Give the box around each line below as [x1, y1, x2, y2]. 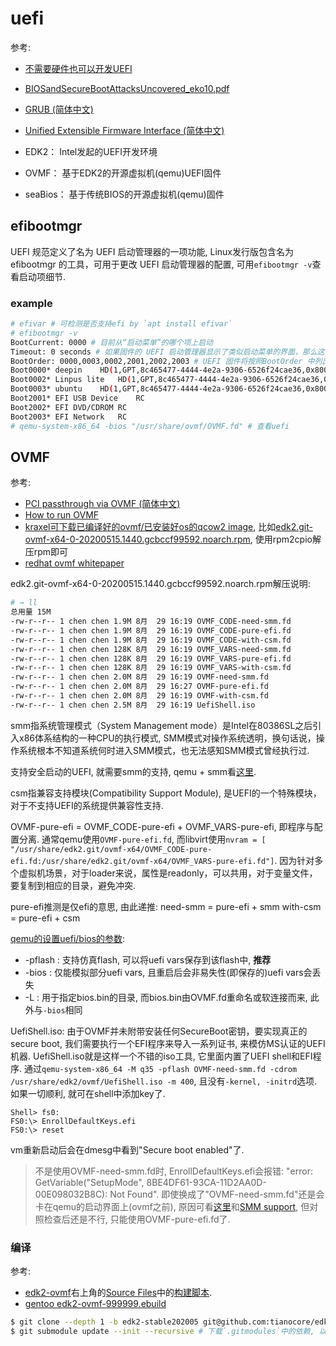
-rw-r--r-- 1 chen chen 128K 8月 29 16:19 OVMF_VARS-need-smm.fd [10, 644, 292, 654]
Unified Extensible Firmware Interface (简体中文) [24, 124, 225, 136]
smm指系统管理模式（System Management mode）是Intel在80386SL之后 [10, 719, 313, 731]
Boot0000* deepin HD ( [10, 365, 114, 376]
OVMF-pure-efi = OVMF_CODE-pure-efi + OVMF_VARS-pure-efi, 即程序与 [10, 820, 315, 832]
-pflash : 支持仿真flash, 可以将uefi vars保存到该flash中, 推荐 [24, 953, 272, 966]
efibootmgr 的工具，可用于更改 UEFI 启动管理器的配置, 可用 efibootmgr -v [10, 258, 313, 270]
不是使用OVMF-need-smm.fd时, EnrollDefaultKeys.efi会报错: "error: [34, 1165, 314, 1177]
